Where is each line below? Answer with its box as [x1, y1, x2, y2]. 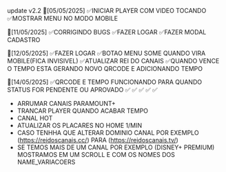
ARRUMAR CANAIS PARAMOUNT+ [17, 100, 116, 107]
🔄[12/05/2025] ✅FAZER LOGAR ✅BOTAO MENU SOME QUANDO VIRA [7, 49, 206, 57]
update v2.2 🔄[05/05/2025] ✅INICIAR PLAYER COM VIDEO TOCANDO [7, 7, 207, 14]
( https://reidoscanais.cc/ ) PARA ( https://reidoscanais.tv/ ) [17, 136, 179, 144]
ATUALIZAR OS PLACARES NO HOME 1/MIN [17, 121, 143, 129]
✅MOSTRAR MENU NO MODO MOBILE [7, 14, 119, 22]
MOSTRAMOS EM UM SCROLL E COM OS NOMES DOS [17, 151, 176, 158]
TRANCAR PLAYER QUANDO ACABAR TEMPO [17, 107, 149, 115]
